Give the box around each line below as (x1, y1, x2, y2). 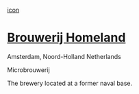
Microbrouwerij (7, 65, 50, 74)
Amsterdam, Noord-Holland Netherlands (7, 52, 121, 60)
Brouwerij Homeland (7, 30, 126, 45)
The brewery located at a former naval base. (7, 79, 133, 87)
